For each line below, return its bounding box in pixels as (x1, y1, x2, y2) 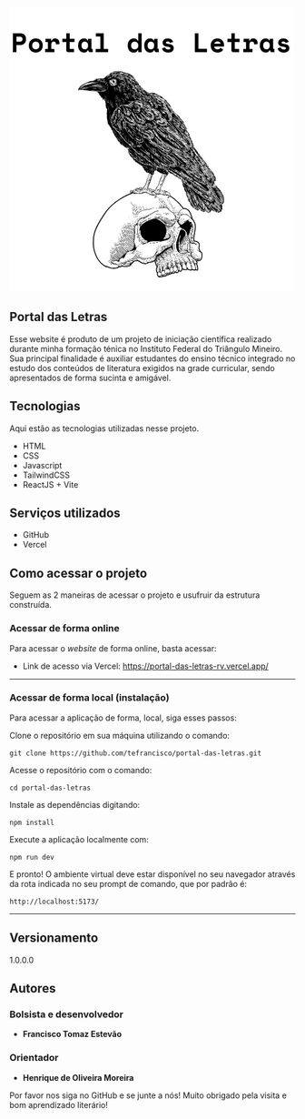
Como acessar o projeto (9, 565, 148, 580)
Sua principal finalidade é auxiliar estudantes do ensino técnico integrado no (9, 353, 296, 364)
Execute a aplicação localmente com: (9, 833, 150, 844)
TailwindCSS (22, 469, 71, 480)
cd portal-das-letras (9, 783, 92, 792)
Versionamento (9, 931, 99, 946)
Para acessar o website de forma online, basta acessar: (9, 642, 217, 653)
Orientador (9, 1052, 59, 1064)
